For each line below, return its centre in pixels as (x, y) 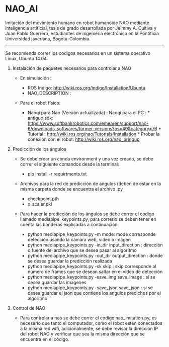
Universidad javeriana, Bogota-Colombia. (48, 39)
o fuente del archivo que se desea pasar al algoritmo (82, 250)
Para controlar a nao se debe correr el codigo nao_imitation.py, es (88, 318)
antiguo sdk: (40, 118)
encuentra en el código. (45, 339)
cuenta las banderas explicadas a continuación (69, 224)
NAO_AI (22, 9)
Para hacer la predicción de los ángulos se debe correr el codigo (87, 214)
